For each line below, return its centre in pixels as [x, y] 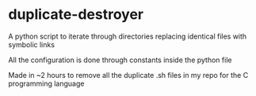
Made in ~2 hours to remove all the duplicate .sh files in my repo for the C [128, 75]
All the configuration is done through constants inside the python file [120, 60]
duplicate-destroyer [76, 15]
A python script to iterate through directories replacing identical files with [128, 36]
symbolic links [32, 44]
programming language [46, 83]
